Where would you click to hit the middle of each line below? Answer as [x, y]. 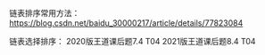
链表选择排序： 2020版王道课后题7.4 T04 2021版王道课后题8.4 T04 [132, 41]
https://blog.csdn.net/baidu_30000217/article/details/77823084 [126, 23]
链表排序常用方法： [45, 13]
